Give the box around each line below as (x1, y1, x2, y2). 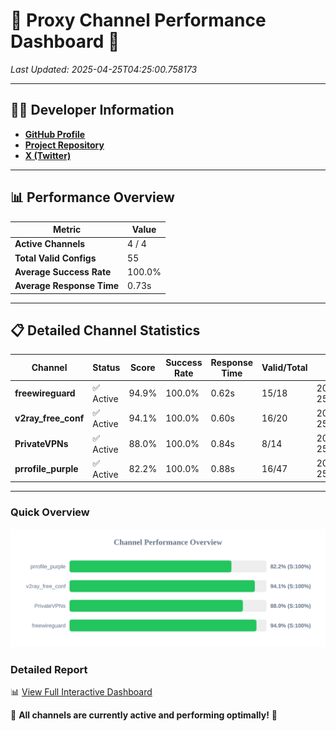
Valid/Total (261, 362, 308, 374)
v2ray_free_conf (14, 412, 85, 424)
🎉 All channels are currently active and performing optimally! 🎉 (10, 709, 278, 721)
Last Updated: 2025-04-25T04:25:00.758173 (10, 63, 198, 75)
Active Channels (14, 238, 86, 250)
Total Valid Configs (14, 252, 97, 264)
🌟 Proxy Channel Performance (10, 9, 267, 32)
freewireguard (14, 387, 76, 399)
